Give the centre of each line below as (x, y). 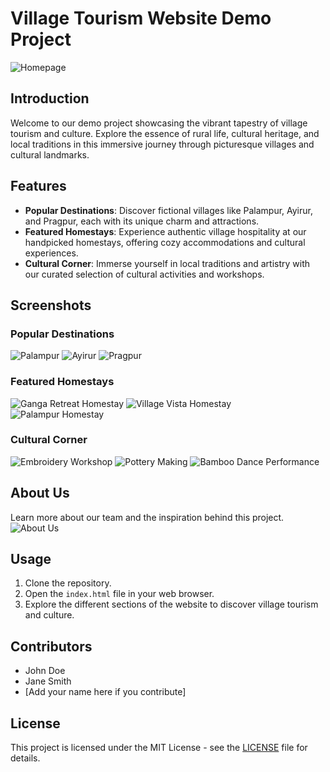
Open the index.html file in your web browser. (119, 594)
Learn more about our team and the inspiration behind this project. (147, 517)
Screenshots (51, 305)
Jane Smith (48, 681)
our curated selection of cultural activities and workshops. (144, 274)
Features (38, 186)
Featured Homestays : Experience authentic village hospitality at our (165, 231)
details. (25, 758)
